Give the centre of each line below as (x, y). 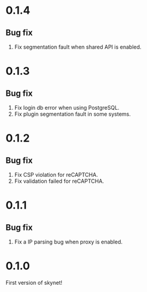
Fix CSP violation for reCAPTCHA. (56, 175)
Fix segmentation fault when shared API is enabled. (78, 47)
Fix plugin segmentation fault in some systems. (73, 114)
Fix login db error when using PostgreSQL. (67, 108)
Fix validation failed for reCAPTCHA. (59, 181)
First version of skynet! (34, 282)
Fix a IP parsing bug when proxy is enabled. (68, 242)
